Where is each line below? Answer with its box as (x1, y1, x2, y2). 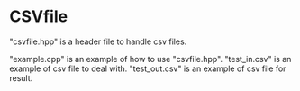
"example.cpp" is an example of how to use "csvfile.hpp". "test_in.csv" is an (9, 53, 292, 64)
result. (9, 72, 33, 83)
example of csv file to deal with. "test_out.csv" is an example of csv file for (9, 63, 286, 74)
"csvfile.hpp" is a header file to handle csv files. (9, 36, 187, 47)
